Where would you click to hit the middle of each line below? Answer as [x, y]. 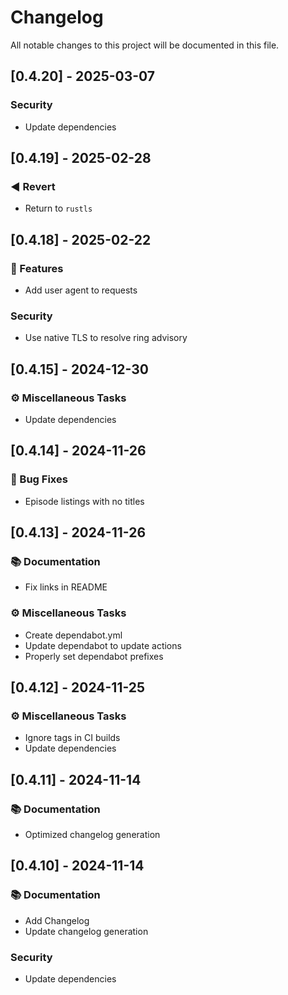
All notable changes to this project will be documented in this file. [145, 45]
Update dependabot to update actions [103, 645]
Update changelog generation [86, 931]
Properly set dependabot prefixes [94, 656]
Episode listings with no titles [84, 501]
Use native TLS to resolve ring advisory [106, 338]
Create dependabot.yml [73, 635]
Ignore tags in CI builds [72, 738]
